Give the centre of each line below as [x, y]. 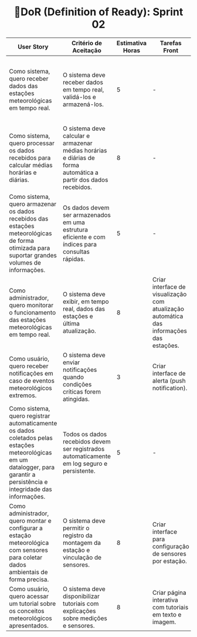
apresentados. [29, 625]
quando [73, 377]
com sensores [28, 550]
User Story [33, 46]
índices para [79, 244]
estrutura [75, 229]
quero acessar [29, 596]
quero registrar [30, 416]
